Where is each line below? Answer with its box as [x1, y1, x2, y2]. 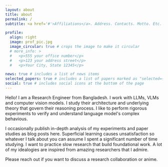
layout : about [5, 7, 35, 12]
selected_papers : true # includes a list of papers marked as [5, 76, 137, 81]
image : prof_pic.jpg [9, 39, 52, 45]
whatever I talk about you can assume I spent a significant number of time [5, 136, 157, 142]
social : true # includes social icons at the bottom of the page [5, 81, 144, 86]
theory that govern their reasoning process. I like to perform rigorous [5, 105, 147, 111]
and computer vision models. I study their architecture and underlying [5, 100, 149, 106]
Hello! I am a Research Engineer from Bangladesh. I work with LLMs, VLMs [5, 94, 159, 100]
